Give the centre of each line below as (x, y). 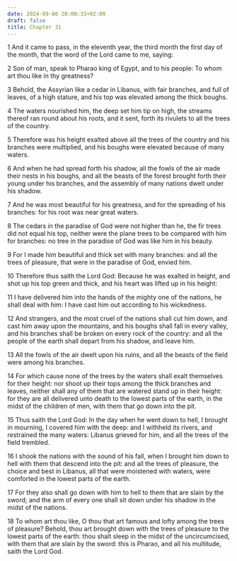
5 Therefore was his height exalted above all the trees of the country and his (118, 140)
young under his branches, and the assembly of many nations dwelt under (116, 183)
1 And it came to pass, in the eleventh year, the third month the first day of (115, 47)
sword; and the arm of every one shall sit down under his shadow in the (111, 500)
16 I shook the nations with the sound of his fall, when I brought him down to (118, 456)
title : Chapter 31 (34, 27)
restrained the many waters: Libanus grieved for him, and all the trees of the (118, 435)
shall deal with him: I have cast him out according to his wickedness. (107, 305)
